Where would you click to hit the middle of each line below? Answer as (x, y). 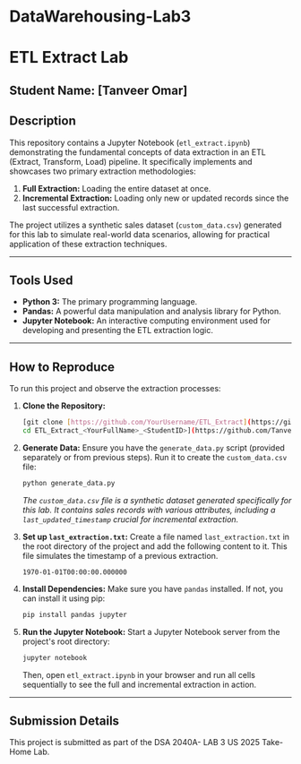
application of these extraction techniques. (88, 244)
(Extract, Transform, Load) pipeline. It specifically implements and (131, 161)
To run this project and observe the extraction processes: (115, 389)
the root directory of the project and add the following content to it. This (155, 546)
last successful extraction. (71, 207)
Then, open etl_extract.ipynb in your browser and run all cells (138, 674)
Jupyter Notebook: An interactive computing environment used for (146, 321)
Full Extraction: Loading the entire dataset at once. (116, 188)
